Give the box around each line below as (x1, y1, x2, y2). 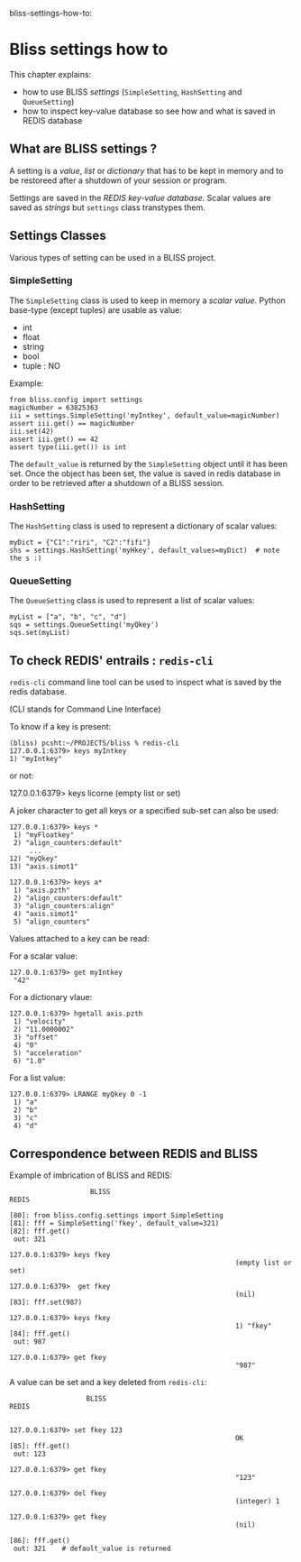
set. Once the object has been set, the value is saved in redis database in (9, 468, 281, 479)
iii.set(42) (9, 427, 54, 436)
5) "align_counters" (13, 917, 91, 927)
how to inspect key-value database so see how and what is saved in (22, 106, 276, 116)
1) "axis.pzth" (13, 886, 70, 896)
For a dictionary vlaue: (9, 992, 93, 1003)
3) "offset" (13, 1033, 59, 1043)
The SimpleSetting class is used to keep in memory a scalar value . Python (9, 295, 286, 306)
